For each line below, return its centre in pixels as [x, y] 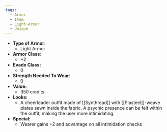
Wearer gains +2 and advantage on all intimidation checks [81, 124]
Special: [21, 119]
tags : [11, 10]
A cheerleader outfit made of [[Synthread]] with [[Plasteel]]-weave [90, 103]
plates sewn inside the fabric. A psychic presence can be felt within [91, 108]
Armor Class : [27, 54]
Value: [20, 86]
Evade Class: [27, 65]
